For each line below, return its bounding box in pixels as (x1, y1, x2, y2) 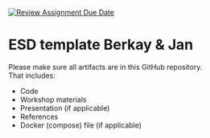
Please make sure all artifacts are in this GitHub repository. (8, 62, 203, 71)
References (19, 112, 59, 121)
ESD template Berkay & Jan (8, 36, 194, 54)
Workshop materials (19, 95, 87, 104)
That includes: (8, 71, 56, 80)
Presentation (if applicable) (19, 103, 110, 112)
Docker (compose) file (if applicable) (19, 120, 142, 130)
